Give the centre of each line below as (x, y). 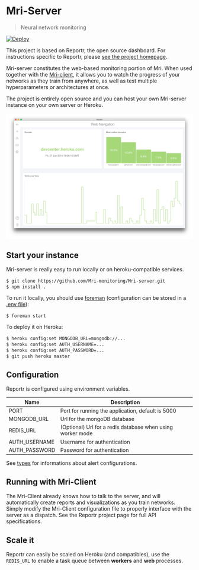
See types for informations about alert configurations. (72, 463)
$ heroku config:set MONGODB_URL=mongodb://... (66, 339)
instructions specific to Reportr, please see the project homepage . (87, 56)
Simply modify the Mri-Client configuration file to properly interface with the (99, 509)
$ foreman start (26, 316)
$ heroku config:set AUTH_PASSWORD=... (55, 351)
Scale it (20, 540)
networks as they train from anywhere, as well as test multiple (82, 81)
